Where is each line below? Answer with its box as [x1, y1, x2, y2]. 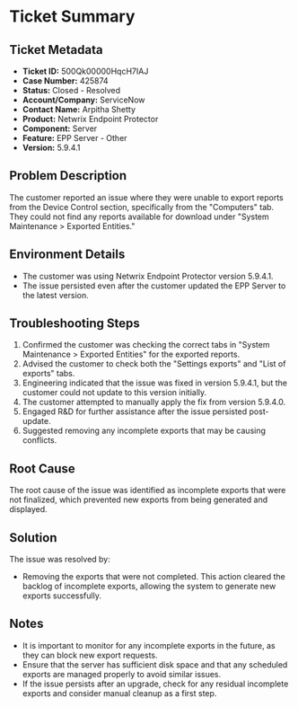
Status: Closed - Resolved [22, 85, 121, 95]
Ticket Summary [9, 6, 136, 27]
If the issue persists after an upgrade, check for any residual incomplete [22, 678, 289, 689]
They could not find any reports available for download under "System [9, 211, 269, 222]
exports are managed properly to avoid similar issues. [22, 668, 222, 679]
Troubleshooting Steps [9, 316, 141, 331]
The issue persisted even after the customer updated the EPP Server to [22, 280, 286, 291]
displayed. [9, 504, 48, 515]
